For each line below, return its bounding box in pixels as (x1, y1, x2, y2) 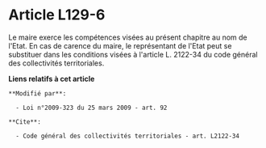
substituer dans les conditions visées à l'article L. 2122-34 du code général (8, 49, 258, 59)
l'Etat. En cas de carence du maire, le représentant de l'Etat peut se (8, 40, 232, 50)
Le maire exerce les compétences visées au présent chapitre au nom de (8, 32, 247, 42)
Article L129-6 (8, 6, 106, 24)
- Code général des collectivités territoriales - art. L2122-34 (15, 132, 240, 140)
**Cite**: (8, 117, 42, 126)
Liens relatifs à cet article (8, 74, 95, 83)
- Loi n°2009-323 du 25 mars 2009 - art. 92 (15, 104, 168, 112)
